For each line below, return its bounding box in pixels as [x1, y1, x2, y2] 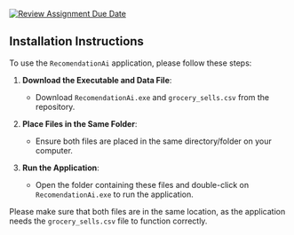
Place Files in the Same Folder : [21, 118, 138, 129]
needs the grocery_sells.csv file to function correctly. [9, 215, 208, 226]
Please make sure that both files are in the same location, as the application [9, 206, 286, 216]
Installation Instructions [9, 34, 145, 49]
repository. [35, 101, 75, 112]
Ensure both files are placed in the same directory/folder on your [35, 136, 273, 146]
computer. [35, 145, 74, 155]
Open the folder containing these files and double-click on [35, 179, 250, 190]
